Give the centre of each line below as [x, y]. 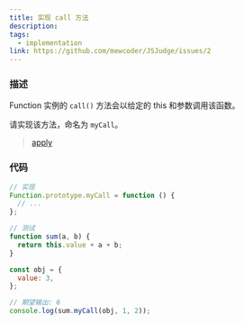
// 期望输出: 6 [35, 302]
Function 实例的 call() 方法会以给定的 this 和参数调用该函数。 [125, 105]
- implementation [50, 43]
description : [34, 26]
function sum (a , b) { [50, 237]
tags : [19, 34]
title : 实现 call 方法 [49, 18]
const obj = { [36, 270]
